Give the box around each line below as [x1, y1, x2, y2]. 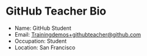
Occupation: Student [14, 37, 67, 44]
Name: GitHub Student [14, 24, 71, 32]
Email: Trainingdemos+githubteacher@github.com [14, 30, 142, 38]
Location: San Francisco [14, 44, 76, 51]
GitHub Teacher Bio [5, 4, 107, 18]
